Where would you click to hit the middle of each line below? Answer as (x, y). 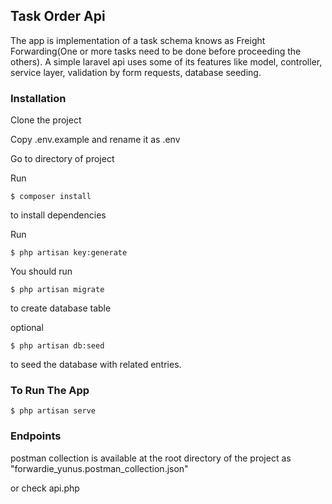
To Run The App (50, 391)
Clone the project (46, 120)
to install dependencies (58, 215)
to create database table (61, 308)
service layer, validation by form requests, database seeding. (136, 72)
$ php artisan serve (53, 411)
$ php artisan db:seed (57, 346)
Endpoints (36, 436)
